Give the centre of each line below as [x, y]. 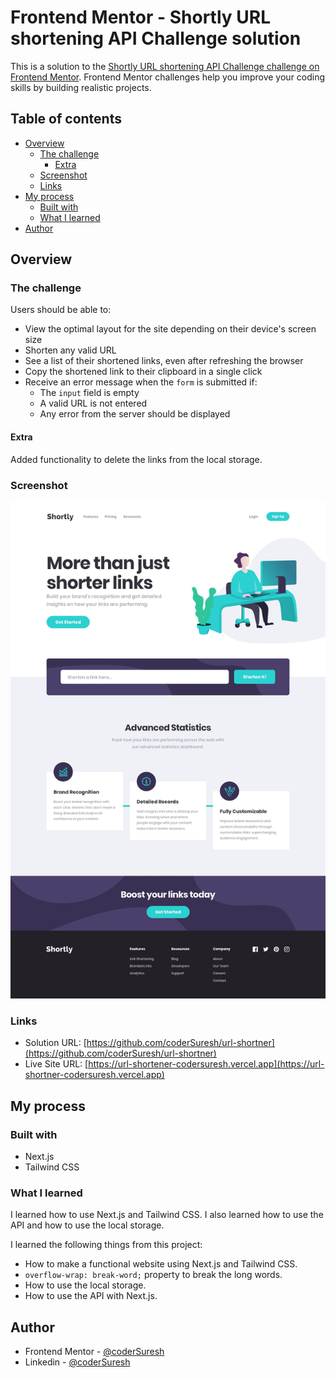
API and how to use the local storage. [87, 1225]
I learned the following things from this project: [106, 1245]
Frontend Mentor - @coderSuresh [94, 1352]
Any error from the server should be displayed [135, 414]
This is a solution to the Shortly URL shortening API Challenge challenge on [165, 66]
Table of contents [66, 119]
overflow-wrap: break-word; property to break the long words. [153, 1275]
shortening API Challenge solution [156, 38]
